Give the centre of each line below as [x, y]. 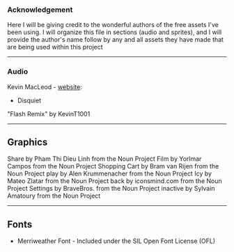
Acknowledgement [40, 10]
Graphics [28, 142]
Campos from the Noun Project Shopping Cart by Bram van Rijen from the [113, 166]
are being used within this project [55, 47]
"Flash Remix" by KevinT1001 [49, 113]
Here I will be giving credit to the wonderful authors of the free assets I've [113, 25]
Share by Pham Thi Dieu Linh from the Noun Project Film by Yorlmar [104, 159]
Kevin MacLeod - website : [45, 87]
